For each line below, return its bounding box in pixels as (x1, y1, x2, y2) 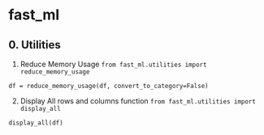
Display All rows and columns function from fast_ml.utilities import (19, 96, 256, 106)
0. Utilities (8, 38, 61, 52)
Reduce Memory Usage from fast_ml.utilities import (19, 59, 207, 69)
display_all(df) (8, 119, 63, 127)
